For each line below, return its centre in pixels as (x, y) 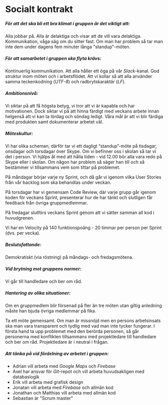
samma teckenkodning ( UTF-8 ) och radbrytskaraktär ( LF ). (65, 82)
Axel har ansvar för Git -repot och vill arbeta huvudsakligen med (78, 371)
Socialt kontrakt (39, 9)
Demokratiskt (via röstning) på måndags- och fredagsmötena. (69, 257)
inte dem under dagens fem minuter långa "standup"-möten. (68, 47)
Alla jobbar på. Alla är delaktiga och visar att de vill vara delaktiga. (73, 36)
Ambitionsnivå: (22, 93)
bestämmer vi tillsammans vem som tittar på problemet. (63, 167)
